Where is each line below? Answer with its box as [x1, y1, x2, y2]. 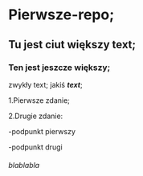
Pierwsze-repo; [8, 6, 115, 24]
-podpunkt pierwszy [8, 126, 76, 136]
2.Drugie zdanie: [8, 111, 63, 121]
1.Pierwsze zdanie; [8, 95, 71, 105]
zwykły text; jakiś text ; [8, 80, 83, 89]
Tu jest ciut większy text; [8, 38, 137, 51]
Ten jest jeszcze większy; [8, 62, 111, 73]
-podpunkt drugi [8, 142, 63, 152]
